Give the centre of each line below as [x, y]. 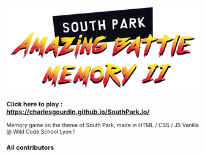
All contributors [30, 147]
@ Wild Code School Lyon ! [41, 132]
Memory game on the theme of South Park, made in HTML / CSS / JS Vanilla [102, 125]
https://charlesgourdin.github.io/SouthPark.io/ [78, 112]
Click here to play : [35, 104]
